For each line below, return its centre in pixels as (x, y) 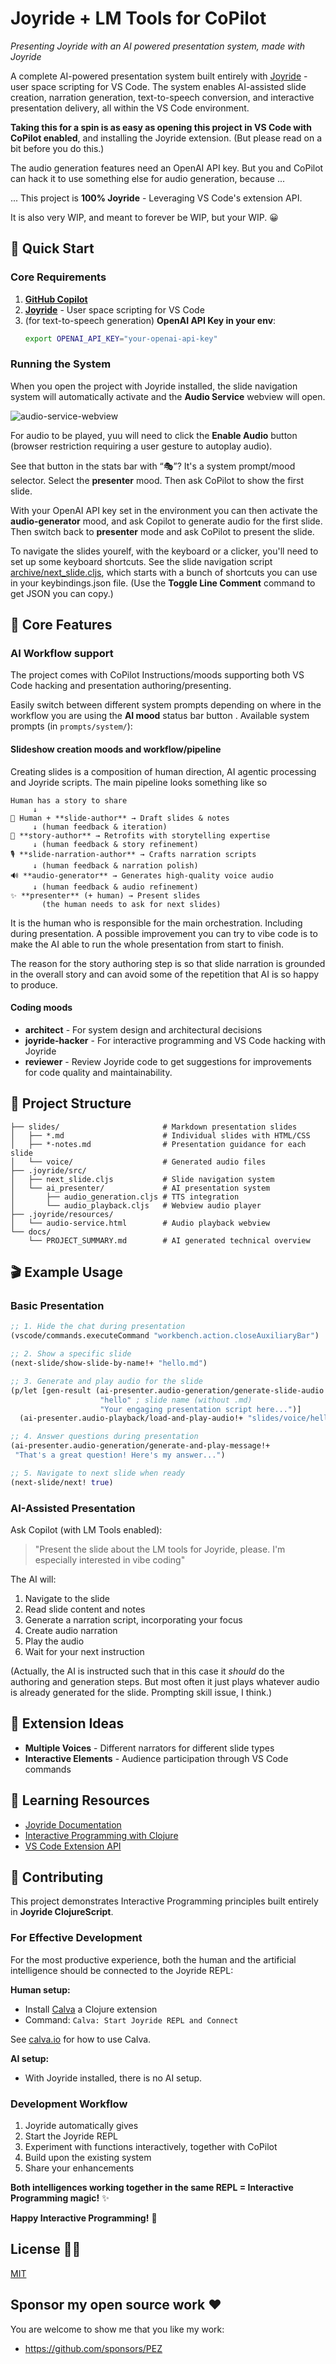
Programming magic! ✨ (60, 2198)
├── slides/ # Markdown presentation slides (154, 1127)
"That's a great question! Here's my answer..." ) (120, 1455)
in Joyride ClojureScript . (62, 1912)
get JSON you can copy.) (62, 593)
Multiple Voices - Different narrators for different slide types (149, 1748)
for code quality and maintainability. (98, 1072)
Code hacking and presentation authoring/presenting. (121, 686)
